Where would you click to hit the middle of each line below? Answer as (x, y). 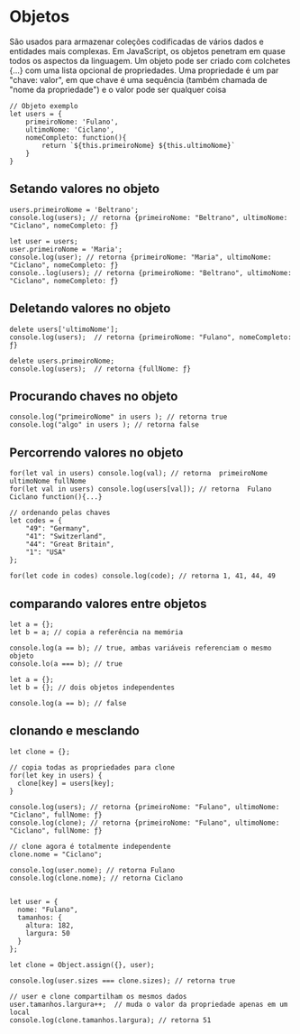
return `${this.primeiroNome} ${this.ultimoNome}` (139, 145)
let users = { (36, 114)
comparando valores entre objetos (108, 603)
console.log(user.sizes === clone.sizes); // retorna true (123, 981)
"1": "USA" (46, 552)
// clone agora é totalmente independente (90, 846)
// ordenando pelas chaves (60, 513)
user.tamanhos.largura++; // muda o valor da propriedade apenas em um (149, 1004)
